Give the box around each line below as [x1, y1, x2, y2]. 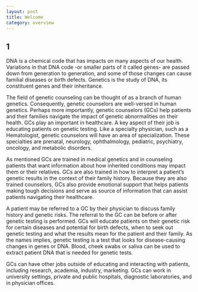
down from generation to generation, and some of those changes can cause [6, 70, 192, 77]
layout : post [6, 8, 38, 15]
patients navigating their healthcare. [6, 194, 94, 201]
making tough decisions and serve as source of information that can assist [6, 187, 188, 194]
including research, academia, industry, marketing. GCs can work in [6, 267, 171, 274]
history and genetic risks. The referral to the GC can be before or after [6, 211, 177, 219]
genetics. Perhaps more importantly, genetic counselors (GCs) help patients [6, 107, 191, 114]
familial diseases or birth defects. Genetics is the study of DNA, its [6, 76, 167, 84]
